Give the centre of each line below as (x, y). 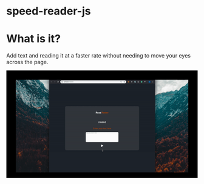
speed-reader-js (49, 11)
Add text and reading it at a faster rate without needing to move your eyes (99, 56)
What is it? (34, 39)
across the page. (27, 62)
